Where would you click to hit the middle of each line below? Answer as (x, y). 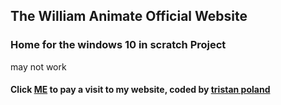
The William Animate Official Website (129, 16)
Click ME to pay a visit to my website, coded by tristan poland (140, 90)
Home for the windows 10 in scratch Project (118, 45)
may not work (38, 66)
